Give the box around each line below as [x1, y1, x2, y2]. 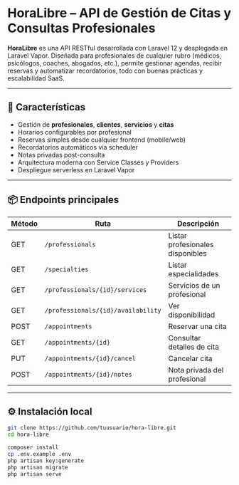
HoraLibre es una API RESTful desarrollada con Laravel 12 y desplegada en [7, 43, 228, 52]
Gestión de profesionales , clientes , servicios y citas [17, 120, 174, 129]
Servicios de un [168, 280, 221, 290]
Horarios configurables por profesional [17, 127, 132, 136]
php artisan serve [7, 470, 62, 478]
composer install [7, 444, 59, 452]
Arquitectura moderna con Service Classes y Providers [17, 158, 179, 167]
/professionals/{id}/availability [44, 306, 161, 314]
